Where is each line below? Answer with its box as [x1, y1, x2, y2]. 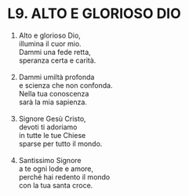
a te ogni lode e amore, [18, 164, 94, 173]
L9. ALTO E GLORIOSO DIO [7, 5, 181, 23]
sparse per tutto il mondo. [18, 139, 103, 148]
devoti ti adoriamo [18, 122, 78, 132]
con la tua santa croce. [18, 180, 93, 190]
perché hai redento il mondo [18, 172, 111, 181]
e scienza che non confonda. [18, 80, 113, 90]
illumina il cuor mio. [18, 38, 82, 48]
